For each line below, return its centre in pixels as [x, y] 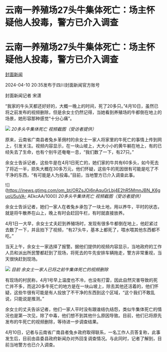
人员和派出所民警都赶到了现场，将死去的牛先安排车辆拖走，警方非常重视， [81, 253]
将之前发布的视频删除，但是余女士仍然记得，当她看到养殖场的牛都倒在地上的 [83, 112]
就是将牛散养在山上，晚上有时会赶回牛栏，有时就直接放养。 [66, 213]
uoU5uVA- [16, 196]
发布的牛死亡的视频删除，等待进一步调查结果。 [53, 322]
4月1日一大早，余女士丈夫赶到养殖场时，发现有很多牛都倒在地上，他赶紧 [79, 224]
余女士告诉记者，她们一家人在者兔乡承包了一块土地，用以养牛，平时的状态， [83, 207]
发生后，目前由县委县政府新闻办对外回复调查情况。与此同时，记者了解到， [81, 339]
